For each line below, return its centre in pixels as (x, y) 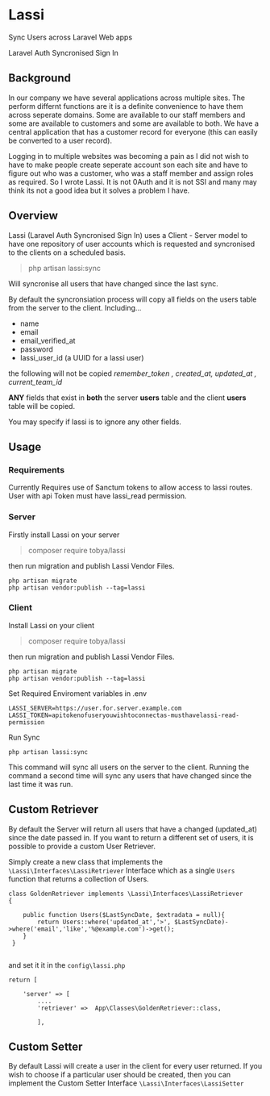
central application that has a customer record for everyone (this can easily (133, 131)
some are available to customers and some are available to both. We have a (134, 123)
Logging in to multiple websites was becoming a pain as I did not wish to (129, 156)
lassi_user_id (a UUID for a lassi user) (82, 357)
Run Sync (24, 737)
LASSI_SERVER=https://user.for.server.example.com (95, 708)
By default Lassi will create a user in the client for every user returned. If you (135, 1066)
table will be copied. (42, 406)
